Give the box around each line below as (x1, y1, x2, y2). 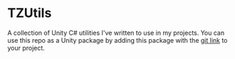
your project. (7, 43, 45, 52)
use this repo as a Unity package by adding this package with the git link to (7, 36, 228, 44)
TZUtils (7, 5, 52, 21)
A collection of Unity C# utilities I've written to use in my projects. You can (7, 28, 225, 37)
